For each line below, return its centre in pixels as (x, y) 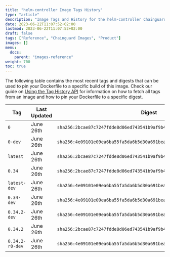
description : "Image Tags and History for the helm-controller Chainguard (86, 19)
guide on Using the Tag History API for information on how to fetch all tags (83, 92)
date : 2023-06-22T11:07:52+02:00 (40, 24)
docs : (16, 52)
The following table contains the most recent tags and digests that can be (82, 81)
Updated (41, 116)
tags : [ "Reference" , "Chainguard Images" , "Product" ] (63, 38)
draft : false (19, 33)
